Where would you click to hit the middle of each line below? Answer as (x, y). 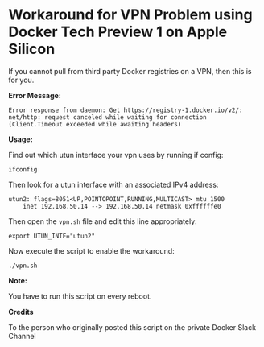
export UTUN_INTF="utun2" (52, 236)
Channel (22, 336)
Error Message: (35, 95)
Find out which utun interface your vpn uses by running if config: (116, 155)
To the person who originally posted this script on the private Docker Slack (132, 327)
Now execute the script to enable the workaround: (91, 250)
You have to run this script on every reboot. (80, 296)
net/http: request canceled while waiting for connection (107, 117)
